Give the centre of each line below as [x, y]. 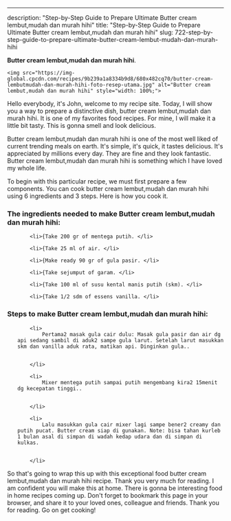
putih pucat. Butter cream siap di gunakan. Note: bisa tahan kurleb [119, 430]
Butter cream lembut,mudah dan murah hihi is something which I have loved [114, 161]
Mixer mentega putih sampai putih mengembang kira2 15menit [130, 382]
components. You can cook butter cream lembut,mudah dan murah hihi [108, 189]
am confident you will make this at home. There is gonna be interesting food [115, 488]
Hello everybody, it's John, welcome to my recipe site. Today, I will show [110, 103]
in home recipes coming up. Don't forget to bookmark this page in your [108, 495]
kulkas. [28, 443]
